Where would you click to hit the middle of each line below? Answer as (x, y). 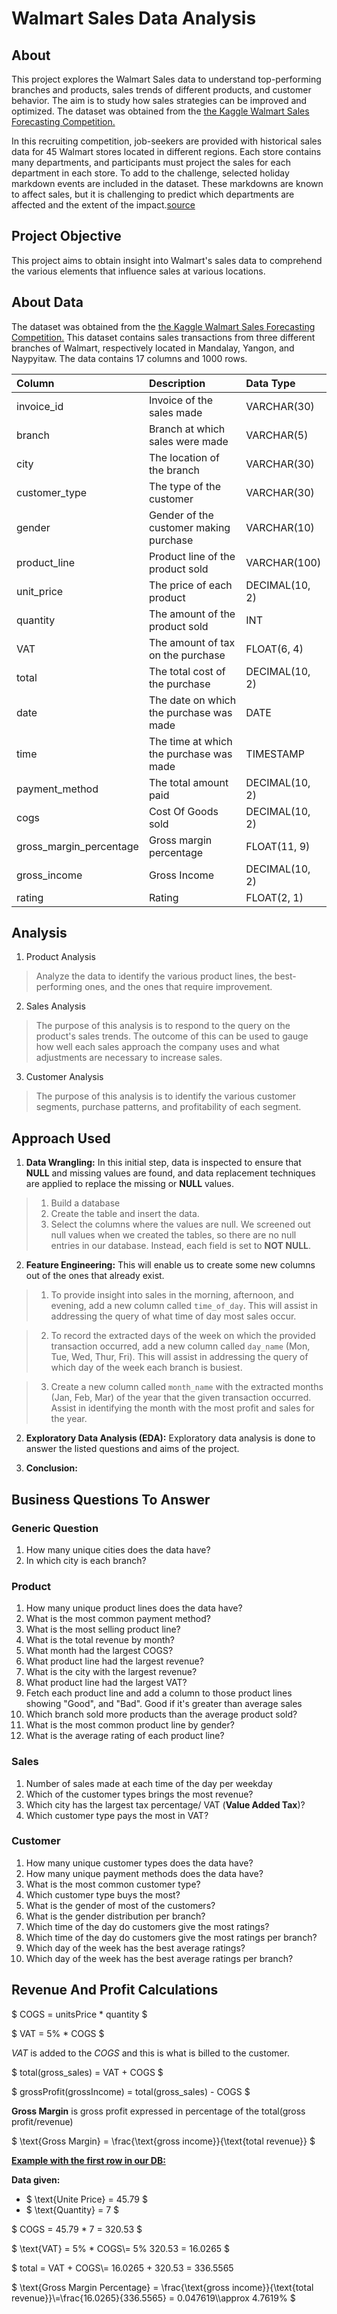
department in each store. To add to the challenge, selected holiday (150, 173)
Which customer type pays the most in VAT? (117, 1815)
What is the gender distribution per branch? (115, 1916)
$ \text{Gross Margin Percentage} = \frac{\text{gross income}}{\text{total (162, 2287)
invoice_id (40, 406)
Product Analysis (60, 957)
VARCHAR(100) (283, 562)
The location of (184, 457)
